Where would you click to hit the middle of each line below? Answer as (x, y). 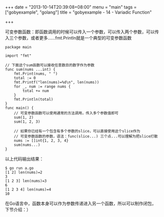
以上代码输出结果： (24, 159)
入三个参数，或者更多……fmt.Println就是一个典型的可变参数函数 (68, 38)
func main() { (20, 108)
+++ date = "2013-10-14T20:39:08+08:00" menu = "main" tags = (71, 7)
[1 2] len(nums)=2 (24, 173)
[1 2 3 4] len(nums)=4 (28, 190)
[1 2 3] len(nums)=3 (26, 181)
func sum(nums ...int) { (30, 69)
